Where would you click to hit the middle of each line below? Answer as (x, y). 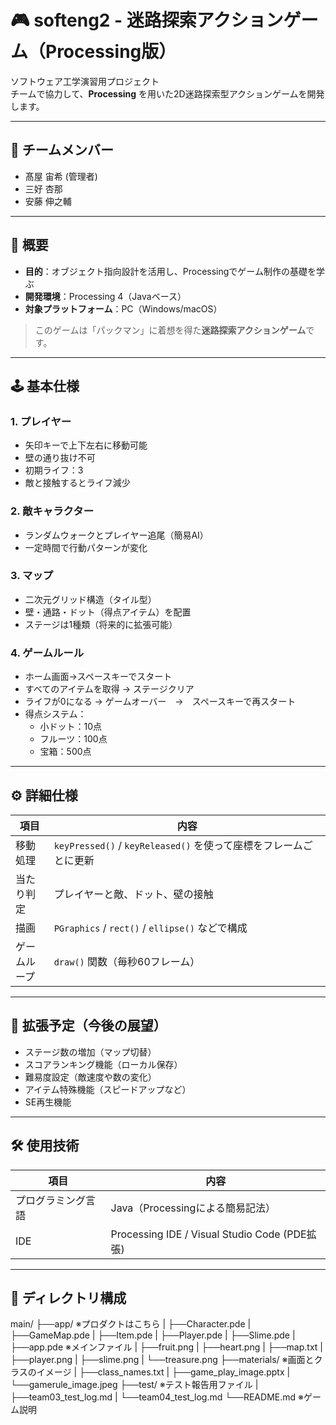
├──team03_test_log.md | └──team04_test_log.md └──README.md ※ (157, 1397)
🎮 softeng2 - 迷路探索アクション (147, 20)
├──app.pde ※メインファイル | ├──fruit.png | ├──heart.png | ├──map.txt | (166, 1347)
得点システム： (55, 714)
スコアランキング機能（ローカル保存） (103, 1064)
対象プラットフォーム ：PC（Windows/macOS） (123, 308)
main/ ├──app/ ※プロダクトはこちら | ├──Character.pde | (131, 1324)
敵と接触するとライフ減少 (77, 483)
